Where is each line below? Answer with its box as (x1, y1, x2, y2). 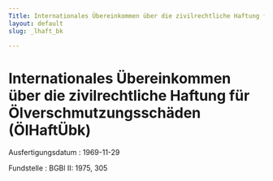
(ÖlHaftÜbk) (8, 121, 92, 139)
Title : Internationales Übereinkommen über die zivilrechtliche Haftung (8, 11, 260, 20)
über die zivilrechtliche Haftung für (8, 86, 250, 105)
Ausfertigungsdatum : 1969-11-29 (8, 148, 120, 157)
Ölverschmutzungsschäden (8, 103, 201, 122)
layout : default (8, 19, 63, 28)
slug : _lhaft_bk (8, 27, 63, 35)
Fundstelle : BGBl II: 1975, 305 (8, 163, 108, 173)
